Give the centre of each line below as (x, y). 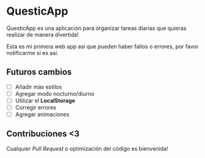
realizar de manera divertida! (43, 34)
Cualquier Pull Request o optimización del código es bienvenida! (87, 148)
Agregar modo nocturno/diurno (55, 93)
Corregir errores (35, 107)
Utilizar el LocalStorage (45, 100)
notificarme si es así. (32, 52)
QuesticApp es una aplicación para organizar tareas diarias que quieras (96, 28)
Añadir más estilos (39, 87)
